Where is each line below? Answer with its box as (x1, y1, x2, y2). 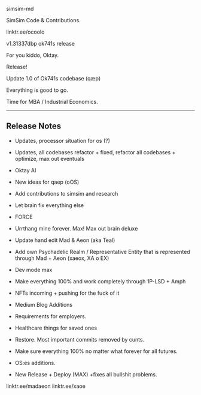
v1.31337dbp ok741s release (6, 40, 75, 47)
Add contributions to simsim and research (14, 190, 118, 197)
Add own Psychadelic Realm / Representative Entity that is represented (14, 248, 190, 255)
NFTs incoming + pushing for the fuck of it (14, 289, 120, 297)
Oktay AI (14, 166, 36, 173)
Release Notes (6, 121, 62, 131)
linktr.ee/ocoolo (6, 28, 45, 35)
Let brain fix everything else (14, 201, 84, 209)
